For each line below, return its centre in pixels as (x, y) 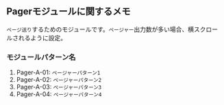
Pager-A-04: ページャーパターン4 (59, 94)
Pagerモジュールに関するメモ (69, 12)
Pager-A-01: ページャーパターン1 (58, 72)
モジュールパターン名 (41, 57)
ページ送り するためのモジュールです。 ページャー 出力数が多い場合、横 (100, 29)
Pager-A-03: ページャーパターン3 (59, 87)
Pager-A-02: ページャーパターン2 (59, 80)
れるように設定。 (42, 37)
